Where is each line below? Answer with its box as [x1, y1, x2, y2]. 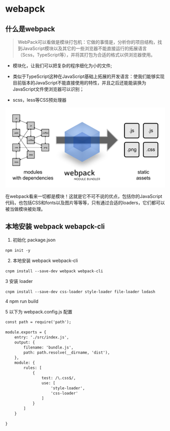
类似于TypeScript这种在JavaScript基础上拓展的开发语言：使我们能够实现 [12, 73, 165, 79]
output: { [14, 339, 36, 345]
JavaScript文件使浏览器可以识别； [12, 86, 85, 92]
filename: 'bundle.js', [23, 344, 74, 350]
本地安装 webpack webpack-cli [12, 257, 78, 264]
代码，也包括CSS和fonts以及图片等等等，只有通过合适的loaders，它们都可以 [5, 199, 165, 206]
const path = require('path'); [5, 319, 72, 325]
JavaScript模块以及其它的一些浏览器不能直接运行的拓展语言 [22, 45, 147, 51]
